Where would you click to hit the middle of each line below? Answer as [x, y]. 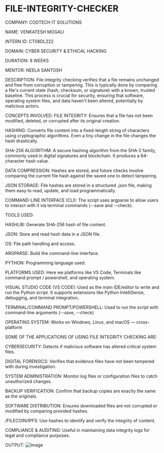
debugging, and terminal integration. [42, 297]
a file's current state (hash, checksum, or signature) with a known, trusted [80, 90]
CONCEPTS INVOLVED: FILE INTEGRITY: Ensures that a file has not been [79, 115]
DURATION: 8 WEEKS [27, 60]
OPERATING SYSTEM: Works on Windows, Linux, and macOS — [70, 322]
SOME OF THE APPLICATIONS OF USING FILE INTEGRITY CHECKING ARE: [81, 337]
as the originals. [21, 396]
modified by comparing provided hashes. [47, 411]
